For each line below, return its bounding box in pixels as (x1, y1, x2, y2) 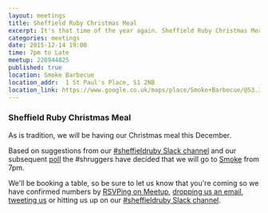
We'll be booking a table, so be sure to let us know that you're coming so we (8, 178, 259, 187)
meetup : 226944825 (8, 57, 69, 65)
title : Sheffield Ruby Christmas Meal (8, 19, 137, 27)
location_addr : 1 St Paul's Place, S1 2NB (8, 78, 156, 86)
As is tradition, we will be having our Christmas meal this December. (8, 130, 232, 140)
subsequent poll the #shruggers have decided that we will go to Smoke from (8, 154, 260, 164)
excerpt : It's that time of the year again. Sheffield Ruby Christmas (8, 26, 248, 34)
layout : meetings (8, 11, 66, 20)
